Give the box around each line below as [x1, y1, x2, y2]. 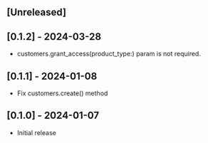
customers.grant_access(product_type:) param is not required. [16, 50, 201, 58]
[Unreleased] [6, 6, 67, 18]
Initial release [16, 128, 56, 137]
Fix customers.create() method [16, 89, 108, 97]
